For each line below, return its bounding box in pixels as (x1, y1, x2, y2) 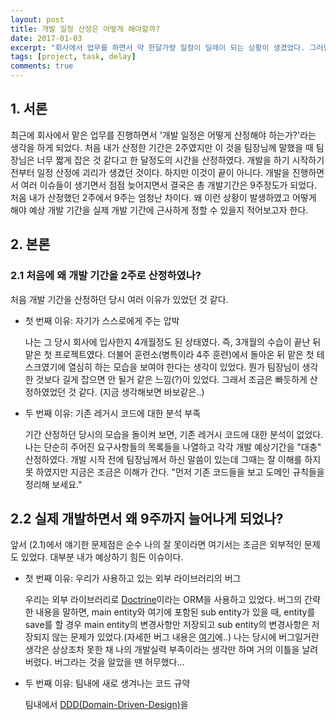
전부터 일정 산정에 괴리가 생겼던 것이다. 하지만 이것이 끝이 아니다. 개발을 (10, 166, 290, 178)
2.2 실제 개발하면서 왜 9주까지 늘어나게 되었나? (10, 510, 284, 527)
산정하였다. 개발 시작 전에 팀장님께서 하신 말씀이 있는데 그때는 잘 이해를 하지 (24, 453, 322, 465)
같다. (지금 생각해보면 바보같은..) (78, 386, 205, 398)
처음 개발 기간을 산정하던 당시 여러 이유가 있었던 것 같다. (10, 293, 229, 305)
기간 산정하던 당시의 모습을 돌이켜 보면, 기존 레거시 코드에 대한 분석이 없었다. (24, 428, 324, 440)
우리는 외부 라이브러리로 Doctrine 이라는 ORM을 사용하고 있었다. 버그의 (24, 594, 303, 606)
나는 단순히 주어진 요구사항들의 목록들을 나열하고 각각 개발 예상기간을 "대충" (24, 441, 322, 453)
